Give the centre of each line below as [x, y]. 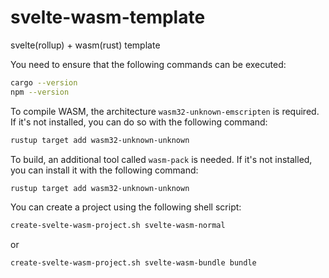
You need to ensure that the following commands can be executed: [148, 64]
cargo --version [44, 82]
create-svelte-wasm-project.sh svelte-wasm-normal [118, 226]
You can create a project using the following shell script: [126, 207]
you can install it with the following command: [104, 170]
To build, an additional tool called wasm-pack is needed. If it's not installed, [161, 159]
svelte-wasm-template [108, 17]
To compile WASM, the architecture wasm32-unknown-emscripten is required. [165, 111]
